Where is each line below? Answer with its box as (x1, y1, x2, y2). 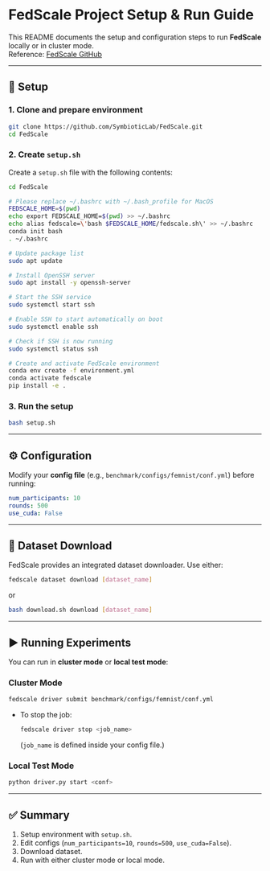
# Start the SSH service (8, 294, 92, 302)
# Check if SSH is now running (8, 337, 113, 345)
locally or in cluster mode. (8, 40, 94, 50)
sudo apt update (8, 257, 63, 265)
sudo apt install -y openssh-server (8, 279, 131, 287)
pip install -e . (8, 382, 67, 390)
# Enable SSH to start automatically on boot (8, 315, 163, 323)
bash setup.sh (8, 419, 56, 427)
